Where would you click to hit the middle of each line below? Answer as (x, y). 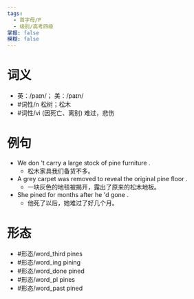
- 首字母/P (27, 20)
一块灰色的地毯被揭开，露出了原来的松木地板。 (94, 187)
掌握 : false (23, 33)
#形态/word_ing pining (49, 262)
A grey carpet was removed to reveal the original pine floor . (102, 179)
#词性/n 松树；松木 (44, 105)
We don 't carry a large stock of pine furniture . (84, 163)
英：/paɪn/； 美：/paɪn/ (50, 96)
